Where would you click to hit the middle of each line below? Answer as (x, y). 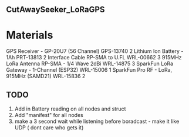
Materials (30, 35)
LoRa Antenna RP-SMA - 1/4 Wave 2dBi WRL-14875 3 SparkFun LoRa (90, 64)
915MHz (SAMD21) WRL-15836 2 (46, 76)
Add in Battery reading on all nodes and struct (70, 109)
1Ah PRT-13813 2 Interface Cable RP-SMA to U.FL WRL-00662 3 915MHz (94, 58)
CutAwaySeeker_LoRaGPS (55, 10)
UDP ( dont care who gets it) (49, 128)
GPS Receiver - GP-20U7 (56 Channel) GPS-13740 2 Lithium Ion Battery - (95, 51)
